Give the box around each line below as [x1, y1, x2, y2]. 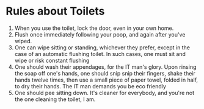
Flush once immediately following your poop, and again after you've [14, 30, 186, 38]
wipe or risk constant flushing [14, 57, 90, 64]
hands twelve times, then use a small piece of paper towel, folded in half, [14, 76, 199, 83]
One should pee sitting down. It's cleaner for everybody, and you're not [14, 89, 195, 96]
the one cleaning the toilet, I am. [14, 96, 96, 103]
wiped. [14, 37, 32, 44]
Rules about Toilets [5, 4, 105, 18]
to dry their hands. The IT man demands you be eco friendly [14, 82, 166, 90]
